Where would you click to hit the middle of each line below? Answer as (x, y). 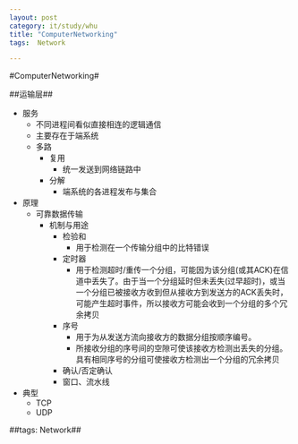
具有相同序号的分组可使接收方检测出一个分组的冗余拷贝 (178, 360)
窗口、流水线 (86, 382)
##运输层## (31, 94)
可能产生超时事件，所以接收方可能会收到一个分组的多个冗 (182, 303)
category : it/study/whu (54, 26)
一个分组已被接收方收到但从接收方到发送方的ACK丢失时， (182, 293)
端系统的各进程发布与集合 (110, 192)
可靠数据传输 (59, 214)
